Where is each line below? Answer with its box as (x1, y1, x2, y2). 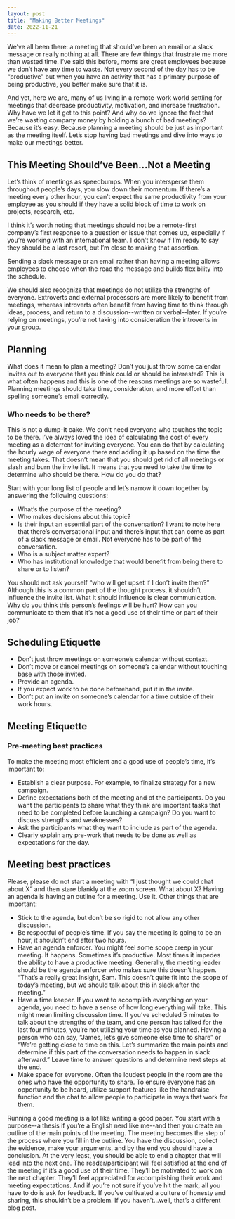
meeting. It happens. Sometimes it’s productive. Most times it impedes (17, 950, 221, 959)
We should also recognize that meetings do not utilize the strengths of (7, 286, 210, 294)
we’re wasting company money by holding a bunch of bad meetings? (7, 116, 207, 125)
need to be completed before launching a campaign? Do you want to (17, 808, 216, 817)
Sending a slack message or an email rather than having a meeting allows (7, 257, 220, 266)
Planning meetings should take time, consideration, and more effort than (7, 385, 216, 392)
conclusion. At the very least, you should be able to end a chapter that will (7, 1151, 222, 1159)
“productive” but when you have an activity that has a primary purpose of (7, 72, 220, 81)
